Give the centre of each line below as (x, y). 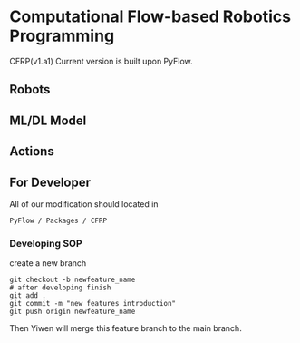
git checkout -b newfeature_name (73, 280)
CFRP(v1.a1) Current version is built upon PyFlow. (101, 61)
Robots (30, 89)
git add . (28, 296)
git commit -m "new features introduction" (93, 304)
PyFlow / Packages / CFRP (58, 220)
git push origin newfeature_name (73, 312)
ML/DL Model (48, 120)
